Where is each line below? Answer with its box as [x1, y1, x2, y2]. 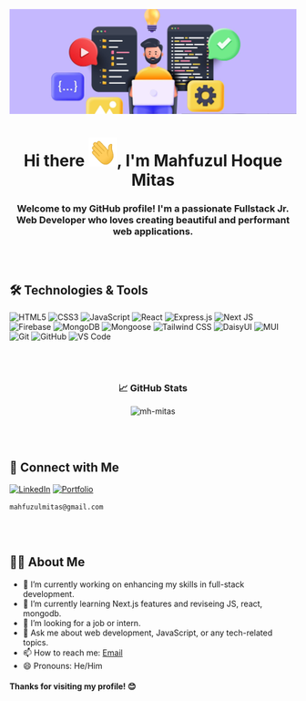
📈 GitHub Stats [117, 381, 189, 394]
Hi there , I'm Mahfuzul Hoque [23, 150, 283, 170]
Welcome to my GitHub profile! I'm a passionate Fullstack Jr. [16, 201, 290, 214]
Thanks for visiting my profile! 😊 [9, 681, 137, 692]
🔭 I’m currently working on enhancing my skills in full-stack [22, 579, 245, 590]
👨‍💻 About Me [9, 554, 86, 570]
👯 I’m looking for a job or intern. [22, 617, 141, 628]
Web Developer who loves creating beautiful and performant [15, 213, 291, 226]
